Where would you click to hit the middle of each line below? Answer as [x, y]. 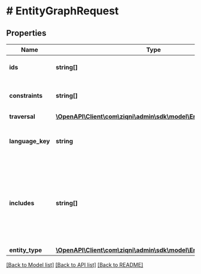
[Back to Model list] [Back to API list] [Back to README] [75, 265]
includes [22, 203]
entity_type [26, 250]
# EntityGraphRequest [63, 11]
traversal [22, 116]
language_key [30, 141]
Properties [26, 33]
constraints [26, 96]
